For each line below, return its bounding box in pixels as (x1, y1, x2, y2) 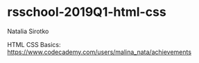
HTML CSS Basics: (7, 40, 61, 48)
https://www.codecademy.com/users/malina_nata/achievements (7, 48, 192, 56)
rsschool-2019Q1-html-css (7, 4, 166, 20)
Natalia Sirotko (7, 27, 49, 35)
